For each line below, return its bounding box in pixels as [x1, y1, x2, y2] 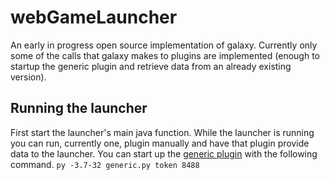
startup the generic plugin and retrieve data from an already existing [10, 60, 292, 72]
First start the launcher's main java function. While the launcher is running [10, 126, 315, 138]
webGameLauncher [10, 6, 178, 29]
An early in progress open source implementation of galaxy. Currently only [10, 39, 318, 51]
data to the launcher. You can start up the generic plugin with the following [10, 147, 318, 160]
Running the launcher [10, 100, 148, 117]
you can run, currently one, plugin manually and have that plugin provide [10, 137, 310, 149]
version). [10, 71, 47, 83]
